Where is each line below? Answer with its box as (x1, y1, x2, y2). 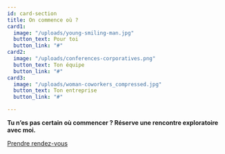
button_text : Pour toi (13, 36, 79, 43)
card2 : (7, 49, 26, 56)
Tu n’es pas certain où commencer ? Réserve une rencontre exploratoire (7, 119, 219, 126)
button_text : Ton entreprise (13, 87, 97, 94)
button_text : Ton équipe (13, 61, 85, 68)
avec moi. (7, 126, 36, 134)
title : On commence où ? (7, 17, 79, 23)
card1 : (7, 23, 26, 30)
